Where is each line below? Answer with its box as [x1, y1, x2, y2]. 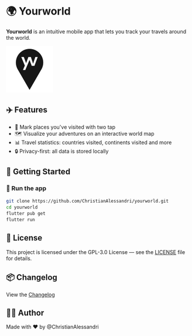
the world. [6, 34, 31, 41]
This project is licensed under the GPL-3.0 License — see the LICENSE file [6, 248, 186, 255]
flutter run [6, 217, 35, 223]
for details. [6, 255, 32, 262]
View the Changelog [6, 291, 56, 298]
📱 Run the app [6, 184, 47, 193]
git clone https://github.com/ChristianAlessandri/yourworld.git [6, 198, 169, 204]
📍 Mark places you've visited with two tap [14, 124, 116, 131]
